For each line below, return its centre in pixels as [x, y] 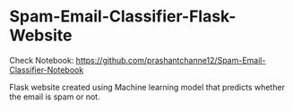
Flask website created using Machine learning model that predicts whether [147, 87]
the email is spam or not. [55, 97]
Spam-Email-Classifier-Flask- [123, 17]
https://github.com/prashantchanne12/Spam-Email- [171, 60]
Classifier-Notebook [47, 70]
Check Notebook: [42, 60]
